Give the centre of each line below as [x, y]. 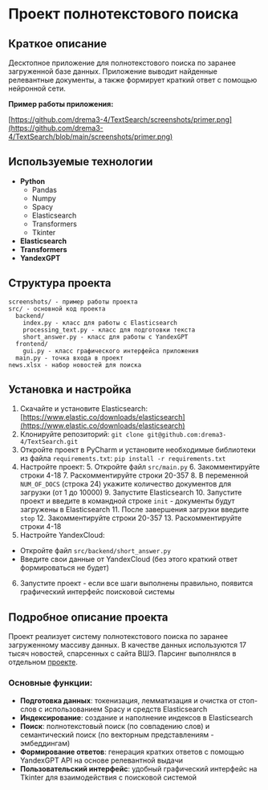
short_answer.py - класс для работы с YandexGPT [106, 337]
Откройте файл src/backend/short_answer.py [95, 551]
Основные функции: [51, 683]
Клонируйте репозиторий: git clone [82, 434]
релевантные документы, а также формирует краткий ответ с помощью [133, 80]
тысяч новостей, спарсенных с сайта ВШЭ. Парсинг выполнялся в [122, 654]
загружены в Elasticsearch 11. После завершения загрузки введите [134, 510]
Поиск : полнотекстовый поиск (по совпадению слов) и [115, 726]
